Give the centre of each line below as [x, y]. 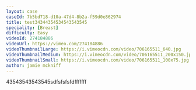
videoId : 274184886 [30, 38]
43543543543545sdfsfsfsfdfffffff [46, 82]
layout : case [22, 11]
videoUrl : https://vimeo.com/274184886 [55, 44]
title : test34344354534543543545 [47, 22]
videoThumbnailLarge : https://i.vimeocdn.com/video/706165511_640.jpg [94, 49]
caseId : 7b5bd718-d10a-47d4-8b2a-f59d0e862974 [64, 17]
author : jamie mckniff [34, 65]
